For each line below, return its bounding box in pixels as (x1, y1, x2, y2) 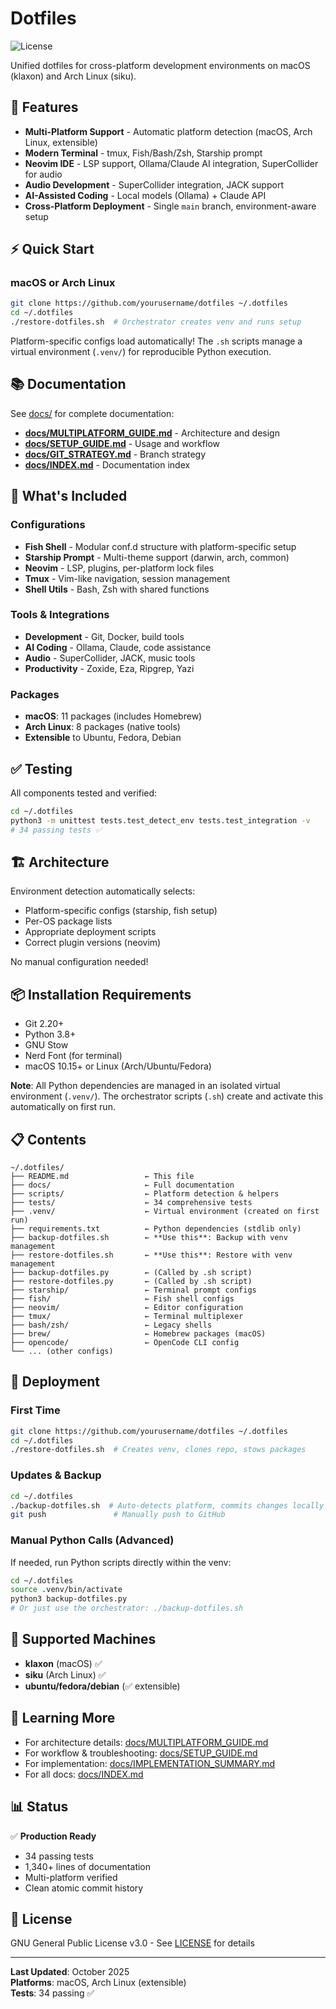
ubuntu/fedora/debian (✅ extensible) (24, 1680, 181, 1692)
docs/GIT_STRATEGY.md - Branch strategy (24, 448, 207, 460)
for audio (24, 168, 63, 180)
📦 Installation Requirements (10, 986, 192, 1003)
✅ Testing (10, 760, 73, 777)
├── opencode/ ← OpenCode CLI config (10, 1338, 240, 1348)
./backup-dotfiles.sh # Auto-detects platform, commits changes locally (10, 1500, 325, 1511)
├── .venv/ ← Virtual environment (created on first (10, 1207, 320, 1217)
